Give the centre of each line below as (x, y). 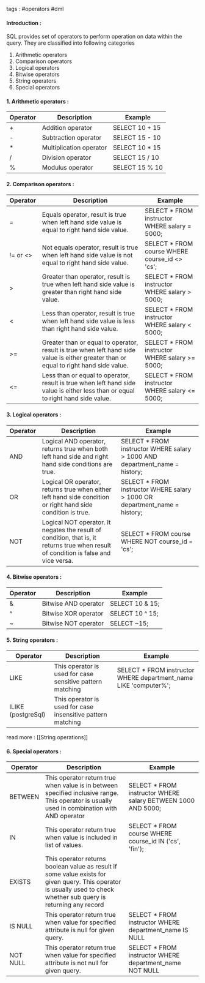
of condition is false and (76, 552)
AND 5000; (145, 808)
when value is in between (81, 785)
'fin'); (136, 849)
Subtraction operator (72, 138)
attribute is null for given (80, 930)
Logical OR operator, (71, 481)
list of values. (64, 845)
